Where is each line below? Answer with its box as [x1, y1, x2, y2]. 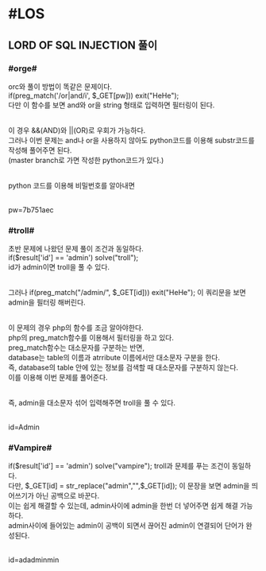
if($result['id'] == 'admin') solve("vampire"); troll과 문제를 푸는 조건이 [8, 461, 230, 471]
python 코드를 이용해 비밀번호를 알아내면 [8, 181, 135, 190]
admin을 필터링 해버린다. [8, 297, 86, 307]
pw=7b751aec [8, 204, 54, 215]
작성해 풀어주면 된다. [8, 145, 72, 155]
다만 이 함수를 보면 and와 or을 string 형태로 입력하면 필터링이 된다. [8, 100, 215, 110]
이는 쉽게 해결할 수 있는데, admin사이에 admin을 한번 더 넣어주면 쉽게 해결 [8, 501, 238, 511]
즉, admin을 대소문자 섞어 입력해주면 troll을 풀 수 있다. [8, 398, 176, 408]
